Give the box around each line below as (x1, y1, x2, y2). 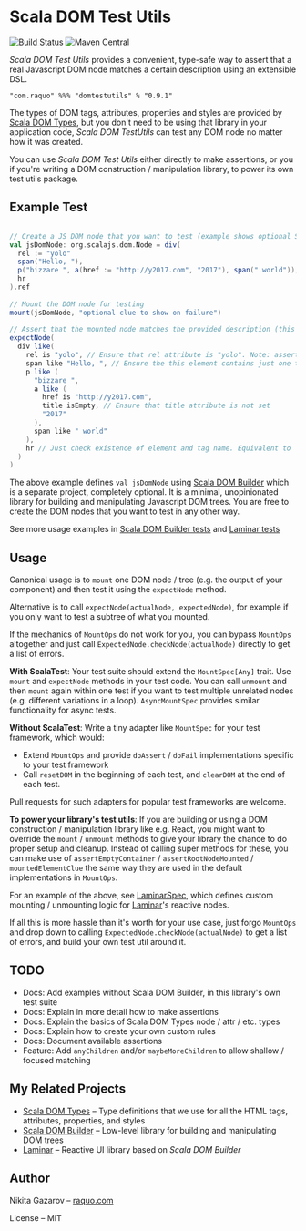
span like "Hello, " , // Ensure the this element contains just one (25, 358, 291, 368)
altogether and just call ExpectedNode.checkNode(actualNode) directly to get (9, 639, 291, 650)
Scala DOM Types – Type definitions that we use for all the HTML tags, (22, 1105, 289, 1116)
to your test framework (22, 759, 109, 771)
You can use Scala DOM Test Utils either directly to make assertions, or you (9, 153, 294, 165)
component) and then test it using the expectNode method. (9, 584, 227, 595)
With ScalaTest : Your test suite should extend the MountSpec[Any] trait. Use (9, 666, 291, 677)
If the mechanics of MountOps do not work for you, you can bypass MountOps (9, 629, 291, 640)
